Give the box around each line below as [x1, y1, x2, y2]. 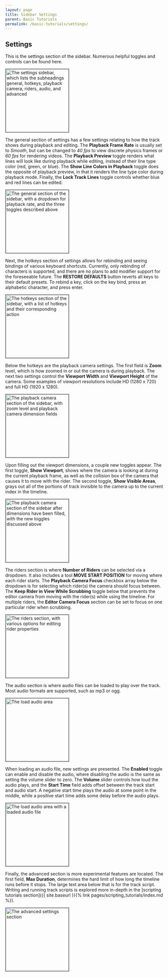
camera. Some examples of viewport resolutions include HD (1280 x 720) [5, 379, 156, 385]
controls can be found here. [5, 59, 63, 65]
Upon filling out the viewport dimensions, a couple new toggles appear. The [5, 462, 162, 468]
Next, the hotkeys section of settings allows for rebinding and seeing [5, 258, 147, 264]
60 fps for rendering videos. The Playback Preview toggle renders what [5, 153, 154, 159]
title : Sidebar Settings [5, 12, 57, 17]
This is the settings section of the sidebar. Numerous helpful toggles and [5, 53, 155, 59]
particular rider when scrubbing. [5, 604, 72, 610]
